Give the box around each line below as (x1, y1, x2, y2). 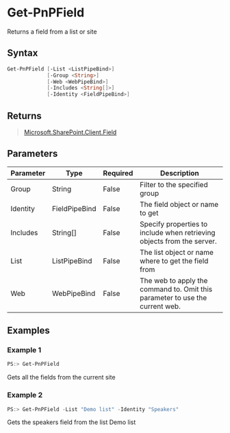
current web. (140, 301, 181, 311)
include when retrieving (140, 227, 216, 237)
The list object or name (140, 247, 214, 257)
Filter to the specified (140, 180, 208, 189)
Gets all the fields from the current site (7, 373, 116, 382)
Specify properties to (140, 219, 208, 229)
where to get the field (140, 256, 209, 265)
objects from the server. (140, 236, 217, 246)
